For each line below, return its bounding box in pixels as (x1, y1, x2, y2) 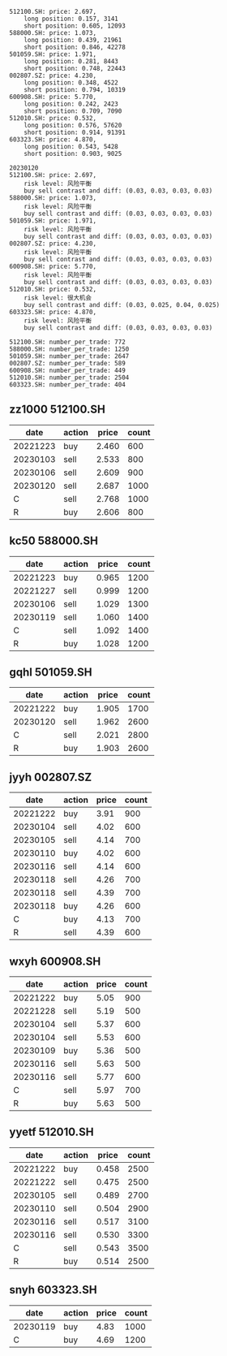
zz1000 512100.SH (9, 403, 106, 417)
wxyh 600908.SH (9, 954, 101, 968)
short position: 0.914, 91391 (24, 128, 126, 136)
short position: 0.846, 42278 (24, 43, 126, 51)
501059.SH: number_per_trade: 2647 (9, 352, 130, 361)
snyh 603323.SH (9, 1283, 97, 1297)
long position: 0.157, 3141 (24, 15, 118, 23)
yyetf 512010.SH (9, 1125, 94, 1139)
